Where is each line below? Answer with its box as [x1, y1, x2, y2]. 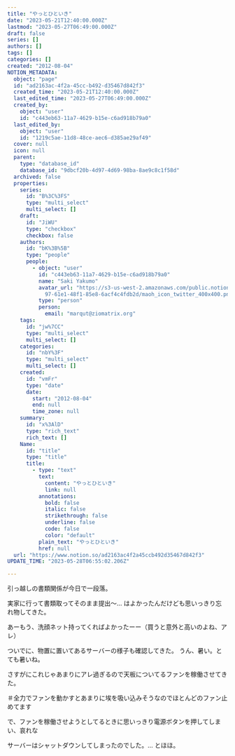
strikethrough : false [44, 513, 108, 520]
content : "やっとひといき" [44, 480, 116, 487]
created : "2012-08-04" [7, 62, 73, 69]
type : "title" [25, 454, 68, 461]
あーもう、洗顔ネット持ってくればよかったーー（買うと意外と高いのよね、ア [7, 623, 227, 631]
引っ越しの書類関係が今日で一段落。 [7, 584, 112, 593]
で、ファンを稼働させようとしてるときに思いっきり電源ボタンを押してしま [7, 717, 222, 726]
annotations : [38, 492, 77, 500]
